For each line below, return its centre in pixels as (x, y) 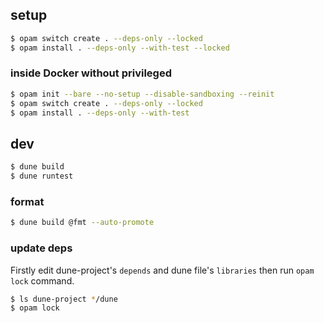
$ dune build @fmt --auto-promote (82, 223)
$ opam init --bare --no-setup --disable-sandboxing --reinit (142, 94)
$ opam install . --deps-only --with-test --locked (120, 48)
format (27, 201)
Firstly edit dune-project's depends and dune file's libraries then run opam (162, 270)
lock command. (42, 280)
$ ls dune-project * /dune (64, 299)
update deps (41, 248)
